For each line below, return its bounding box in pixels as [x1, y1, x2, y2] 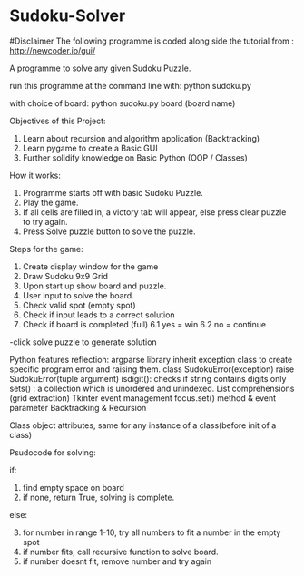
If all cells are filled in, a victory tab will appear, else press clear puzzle [22, 206, 287, 218]
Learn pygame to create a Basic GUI [22, 142, 158, 153]
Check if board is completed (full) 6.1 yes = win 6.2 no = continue [22, 318, 266, 329]
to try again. [22, 216, 68, 227]
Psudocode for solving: [9, 446, 97, 458]
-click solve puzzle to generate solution [9, 337, 157, 347]
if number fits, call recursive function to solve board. [22, 546, 219, 557]
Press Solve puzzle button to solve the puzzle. [22, 226, 197, 237]
